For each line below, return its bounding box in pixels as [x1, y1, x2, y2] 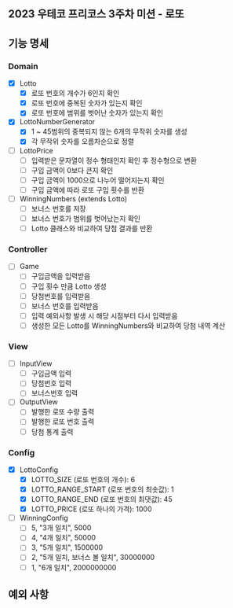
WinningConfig [19, 514, 68, 523]
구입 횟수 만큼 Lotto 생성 [31, 282, 107, 291]
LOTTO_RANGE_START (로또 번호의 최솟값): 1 [31, 485, 174, 494]
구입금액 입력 [31, 369, 72, 378]
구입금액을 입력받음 [31, 271, 91, 281]
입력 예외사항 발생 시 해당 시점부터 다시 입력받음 [31, 311, 178, 320]
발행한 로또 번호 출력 [31, 417, 95, 426]
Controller [8, 244, 48, 254]
